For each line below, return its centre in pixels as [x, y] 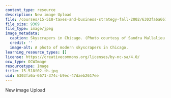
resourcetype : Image [27, 66]
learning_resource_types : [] [36, 52]
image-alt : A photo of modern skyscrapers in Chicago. [69, 47]
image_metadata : [22, 33]
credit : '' [21, 43]
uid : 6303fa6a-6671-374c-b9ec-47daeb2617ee [52, 76]
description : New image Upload [38, 15]
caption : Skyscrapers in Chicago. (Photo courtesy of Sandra [76, 38]
